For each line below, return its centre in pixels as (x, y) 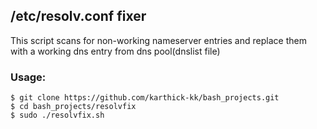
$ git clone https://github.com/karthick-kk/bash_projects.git (145, 98)
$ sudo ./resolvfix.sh (57, 115)
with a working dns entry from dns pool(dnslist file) (115, 51)
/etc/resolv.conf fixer (78, 16)
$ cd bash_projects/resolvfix (73, 107)
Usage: (28, 77)
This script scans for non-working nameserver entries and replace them (158, 40)
